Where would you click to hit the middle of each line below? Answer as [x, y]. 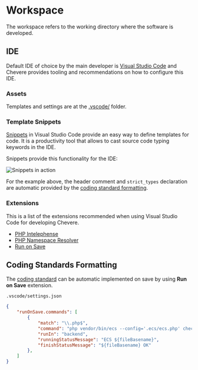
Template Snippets [34, 122]
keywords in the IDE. [31, 147]
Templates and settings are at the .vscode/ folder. [66, 106]
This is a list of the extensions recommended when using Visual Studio [92, 216]
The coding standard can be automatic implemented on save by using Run [97, 279]
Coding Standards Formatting [62, 265]
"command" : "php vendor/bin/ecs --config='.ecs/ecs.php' [109, 329]
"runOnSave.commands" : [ [47, 312]
